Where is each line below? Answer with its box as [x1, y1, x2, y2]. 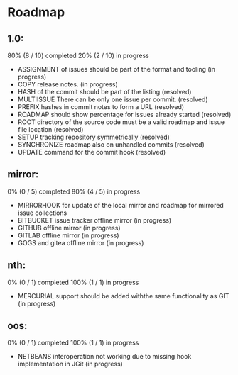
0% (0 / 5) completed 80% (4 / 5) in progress [7, 187, 141, 196]
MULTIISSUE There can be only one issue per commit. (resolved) [17, 95, 208, 103]
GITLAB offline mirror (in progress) [17, 231, 119, 240]
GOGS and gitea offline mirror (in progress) [17, 238, 144, 247]
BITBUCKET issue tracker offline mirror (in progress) [17, 216, 172, 224]
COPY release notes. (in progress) [17, 80, 119, 89]
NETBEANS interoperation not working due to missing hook [17, 352, 192, 361]
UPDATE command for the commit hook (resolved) [17, 148, 166, 156]
